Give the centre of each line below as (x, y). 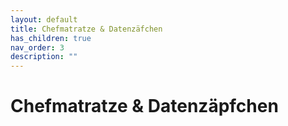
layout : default (44, 19)
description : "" (44, 57)
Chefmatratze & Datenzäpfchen (144, 106)
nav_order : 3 (37, 47)
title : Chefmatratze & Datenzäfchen (86, 29)
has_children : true (51, 38)
